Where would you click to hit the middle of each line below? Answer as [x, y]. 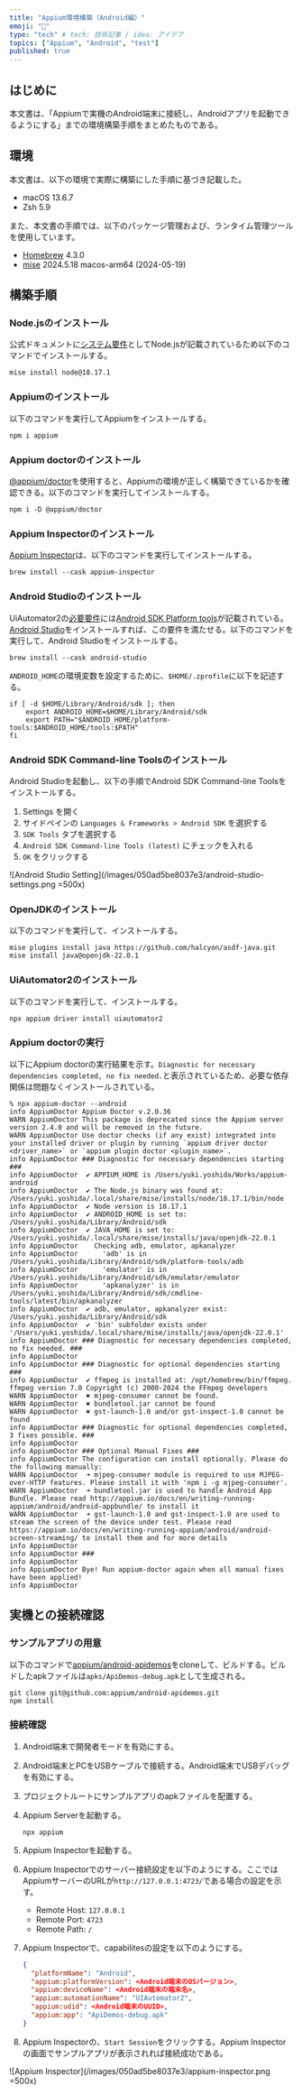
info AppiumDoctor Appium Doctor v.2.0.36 [90, 1112]
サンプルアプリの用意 [55, 1643]
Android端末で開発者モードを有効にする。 [100, 1746]
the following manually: [56, 1467]
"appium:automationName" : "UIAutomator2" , [112, 1998]
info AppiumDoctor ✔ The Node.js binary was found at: [116, 1190]
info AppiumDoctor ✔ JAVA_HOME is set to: [92, 1230]
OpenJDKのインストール [63, 909]
